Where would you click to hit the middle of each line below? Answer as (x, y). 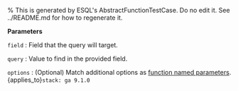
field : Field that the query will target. (63, 45)
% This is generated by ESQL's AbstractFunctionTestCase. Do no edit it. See (119, 10)
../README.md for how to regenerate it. (65, 18)
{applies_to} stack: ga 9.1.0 (49, 80)
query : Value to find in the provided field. (67, 59)
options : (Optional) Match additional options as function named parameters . (119, 72)
